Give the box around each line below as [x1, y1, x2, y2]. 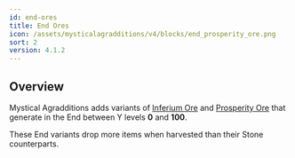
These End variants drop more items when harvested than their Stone [9, 129, 264, 139]
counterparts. [9, 138, 60, 149]
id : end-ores [9, 12, 58, 22]
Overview [9, 79, 65, 94]
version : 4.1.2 [9, 46, 66, 55]
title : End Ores [9, 21, 69, 30]
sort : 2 [9, 37, 38, 47]
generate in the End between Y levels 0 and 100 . [9, 112, 188, 122]
